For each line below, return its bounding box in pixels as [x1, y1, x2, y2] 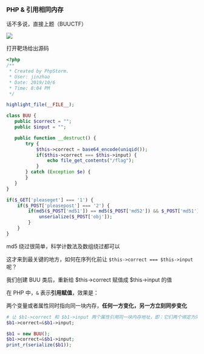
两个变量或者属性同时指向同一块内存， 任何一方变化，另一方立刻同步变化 [6, 302, 187, 309]
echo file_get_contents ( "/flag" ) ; [47, 158, 135, 164]
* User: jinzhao [8, 74, 50, 80]
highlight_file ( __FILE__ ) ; [6, 102, 75, 108]
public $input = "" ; [14, 124, 67, 130]
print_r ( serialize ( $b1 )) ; [6, 342, 72, 348]
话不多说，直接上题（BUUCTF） [6, 20, 87, 28]
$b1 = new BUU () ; [6, 330, 50, 337]
